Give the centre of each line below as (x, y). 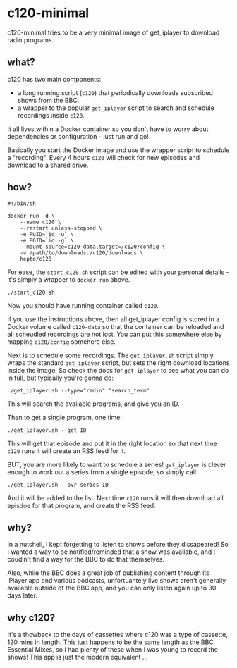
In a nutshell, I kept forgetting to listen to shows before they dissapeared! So (118, 545)
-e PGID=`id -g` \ (47, 240)
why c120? (31, 618)
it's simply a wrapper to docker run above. (69, 279)
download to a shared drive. (48, 165)
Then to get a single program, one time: (65, 417)
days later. (22, 595)
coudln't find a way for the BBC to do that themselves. (86, 559)
